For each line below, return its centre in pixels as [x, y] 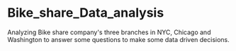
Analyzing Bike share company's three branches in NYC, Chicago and [109, 32]
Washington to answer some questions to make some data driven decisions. [119, 39]
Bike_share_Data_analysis [86, 13]
